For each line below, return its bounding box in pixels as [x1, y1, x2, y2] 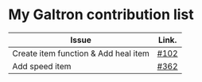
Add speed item [12, 61, 72, 72]
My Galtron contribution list [8, 6, 195, 24]
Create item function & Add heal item [12, 48, 150, 59]
